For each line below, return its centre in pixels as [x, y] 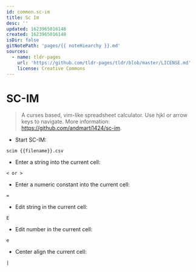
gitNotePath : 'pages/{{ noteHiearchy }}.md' [63, 46]
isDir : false [23, 40]
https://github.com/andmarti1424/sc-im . [71, 128]
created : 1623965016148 [36, 35]
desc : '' [17, 23]
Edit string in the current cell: [51, 207]
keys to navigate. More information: [66, 121]
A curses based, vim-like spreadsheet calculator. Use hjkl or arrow [104, 115]
